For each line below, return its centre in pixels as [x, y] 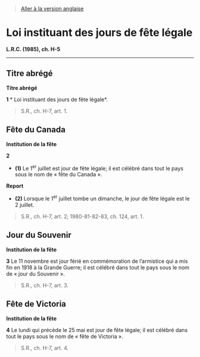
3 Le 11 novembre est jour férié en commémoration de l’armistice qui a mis [97, 261]
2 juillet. [24, 204]
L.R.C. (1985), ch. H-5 [33, 49]
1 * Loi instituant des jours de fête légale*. [57, 99]
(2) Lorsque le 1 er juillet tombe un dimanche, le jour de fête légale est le [102, 198]
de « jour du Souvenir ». [36, 274]
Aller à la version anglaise [52, 9]
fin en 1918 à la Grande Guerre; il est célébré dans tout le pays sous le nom [98, 267]
